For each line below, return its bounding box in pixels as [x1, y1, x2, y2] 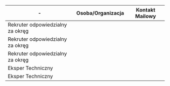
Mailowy [135, 13, 156, 20]
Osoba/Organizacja [76, 10, 124, 17]
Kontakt [136, 7, 156, 13]
